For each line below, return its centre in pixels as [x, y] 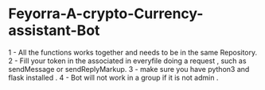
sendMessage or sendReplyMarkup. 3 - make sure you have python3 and [129, 69]
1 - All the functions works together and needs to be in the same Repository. [133, 52]
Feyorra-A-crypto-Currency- [106, 14]
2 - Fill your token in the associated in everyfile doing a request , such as [127, 61]
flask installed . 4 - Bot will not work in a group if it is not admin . [113, 77]
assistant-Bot [54, 30]
